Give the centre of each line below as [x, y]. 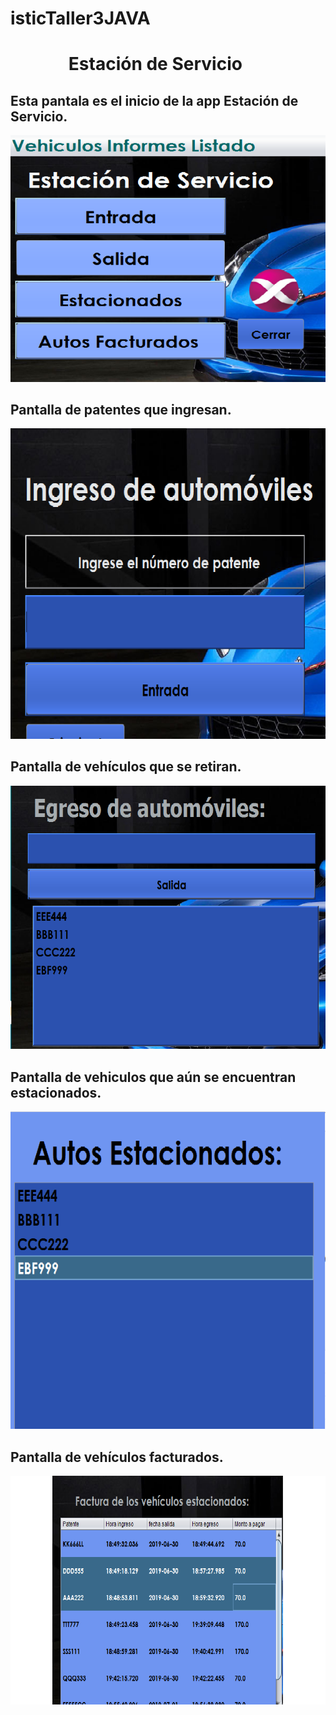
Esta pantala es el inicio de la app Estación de [154, 100]
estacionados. [56, 1092]
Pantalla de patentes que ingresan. [121, 410]
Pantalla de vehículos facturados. [117, 1457]
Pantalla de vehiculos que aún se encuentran [153, 1077]
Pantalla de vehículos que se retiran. [126, 767]
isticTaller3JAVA [80, 18]
